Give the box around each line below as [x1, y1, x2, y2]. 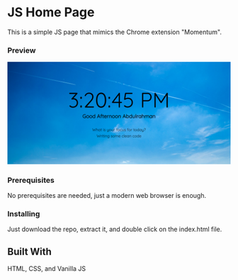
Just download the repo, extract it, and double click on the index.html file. [7, 225, 222, 234]
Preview [7, 45, 36, 55]
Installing [7, 208, 40, 218]
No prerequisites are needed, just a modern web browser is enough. [7, 191, 207, 199]
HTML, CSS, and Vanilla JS [7, 264, 86, 273]
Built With [7, 245, 52, 257]
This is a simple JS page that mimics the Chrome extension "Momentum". [7, 28, 222, 36]
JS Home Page [7, 4, 95, 21]
